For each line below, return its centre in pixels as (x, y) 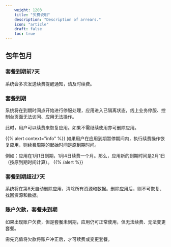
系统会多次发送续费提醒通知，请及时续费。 (50, 84)
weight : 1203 (28, 10)
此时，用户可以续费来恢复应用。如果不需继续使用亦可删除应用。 (72, 127)
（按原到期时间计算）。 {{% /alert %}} (44, 162)
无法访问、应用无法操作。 (50, 117)
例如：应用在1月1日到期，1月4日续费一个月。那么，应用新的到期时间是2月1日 (85, 155)
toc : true (25, 34)
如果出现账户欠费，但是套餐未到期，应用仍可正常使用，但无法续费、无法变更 (85, 222)
